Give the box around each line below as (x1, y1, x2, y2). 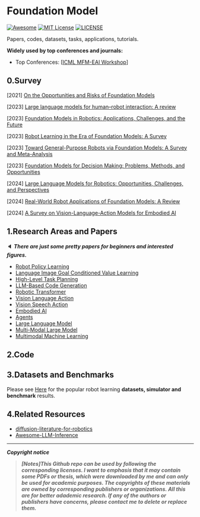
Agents (15, 313, 33, 320)
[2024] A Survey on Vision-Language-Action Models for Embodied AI (7, 209, 177, 216)
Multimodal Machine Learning (15, 332, 88, 340)
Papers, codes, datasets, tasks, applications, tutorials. (7, 35, 139, 42)
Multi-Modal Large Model (15, 326, 78, 333)
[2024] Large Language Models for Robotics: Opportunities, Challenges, (7, 180, 183, 187)
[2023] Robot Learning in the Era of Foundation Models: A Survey (7, 132, 167, 139)
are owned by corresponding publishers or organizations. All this (21, 485, 186, 493)
